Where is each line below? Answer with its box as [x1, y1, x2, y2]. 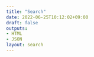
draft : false [6, 20, 38, 26]
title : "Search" [6, 8, 46, 15]
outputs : [6, 25, 28, 31]
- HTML [6, 31, 22, 37]
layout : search [6, 42, 44, 48]
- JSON [6, 36, 22, 42]
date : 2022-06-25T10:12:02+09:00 [6, 14, 89, 20]
